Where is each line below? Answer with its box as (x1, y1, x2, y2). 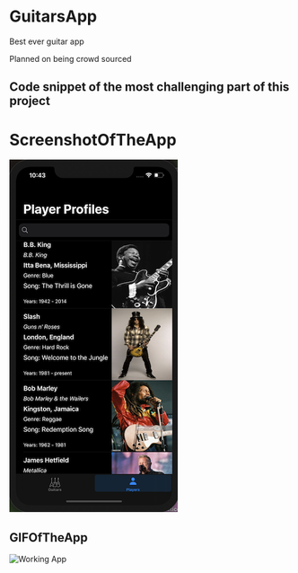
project (9, 93, 51, 109)
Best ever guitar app (9, 36, 85, 47)
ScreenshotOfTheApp (9, 129, 177, 150)
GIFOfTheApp (9, 530, 88, 545)
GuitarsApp (9, 6, 97, 27)
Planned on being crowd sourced (9, 53, 132, 64)
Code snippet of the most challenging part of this (9, 79, 290, 95)
